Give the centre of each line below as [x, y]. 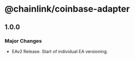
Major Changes [23, 41]
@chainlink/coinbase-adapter [67, 9]
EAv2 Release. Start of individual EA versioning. [60, 51]
